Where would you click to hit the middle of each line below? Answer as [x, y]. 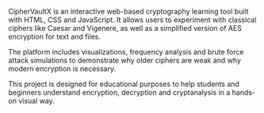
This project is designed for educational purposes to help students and [124, 84]
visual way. [37, 101]
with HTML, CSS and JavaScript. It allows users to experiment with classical [132, 20]
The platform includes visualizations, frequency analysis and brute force [126, 52]
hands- [244, 92]
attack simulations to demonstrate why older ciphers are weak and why [125, 60]
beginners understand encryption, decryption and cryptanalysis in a [119, 92]
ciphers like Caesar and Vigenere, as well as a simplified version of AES [125, 28]
